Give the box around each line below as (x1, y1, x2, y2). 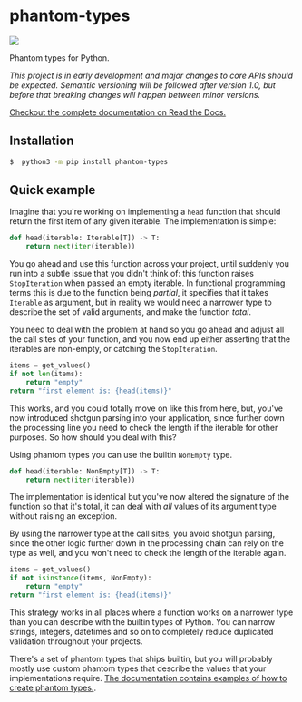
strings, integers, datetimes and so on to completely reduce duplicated (9, 626, 274, 637)
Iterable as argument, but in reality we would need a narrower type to (9, 297, 272, 308)
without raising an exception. (9, 511, 118, 522)
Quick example (9, 182, 96, 198)
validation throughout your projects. (9, 636, 143, 647)
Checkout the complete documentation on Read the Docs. (9, 106, 227, 118)
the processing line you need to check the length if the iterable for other (9, 422, 278, 433)
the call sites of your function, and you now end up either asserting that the (9, 334, 291, 345)
